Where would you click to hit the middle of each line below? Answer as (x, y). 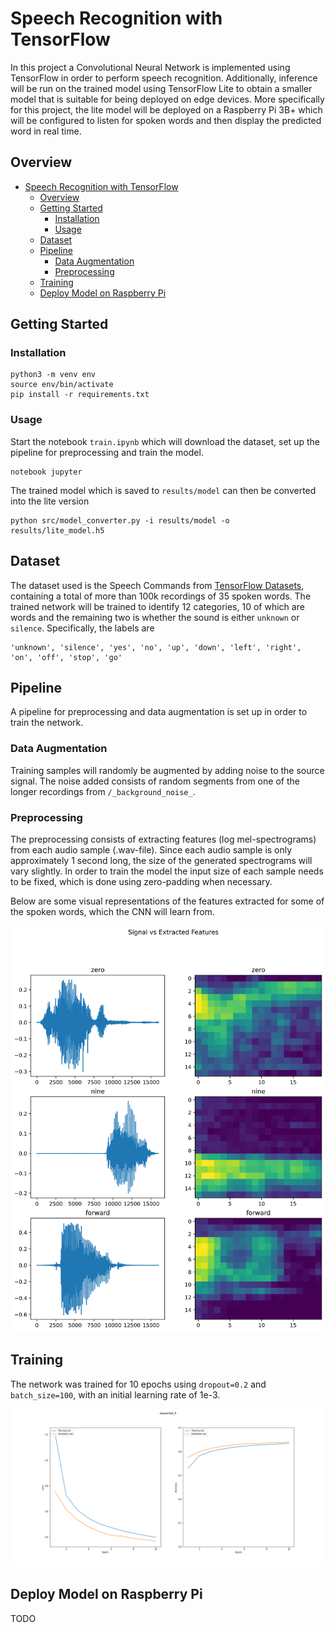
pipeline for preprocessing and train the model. (107, 452)
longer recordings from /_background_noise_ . (103, 791)
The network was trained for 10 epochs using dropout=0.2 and (138, 1384)
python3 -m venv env (53, 375)
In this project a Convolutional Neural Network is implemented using (150, 67)
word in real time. (46, 131)
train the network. (47, 723)
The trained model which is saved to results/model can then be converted (163, 490)
